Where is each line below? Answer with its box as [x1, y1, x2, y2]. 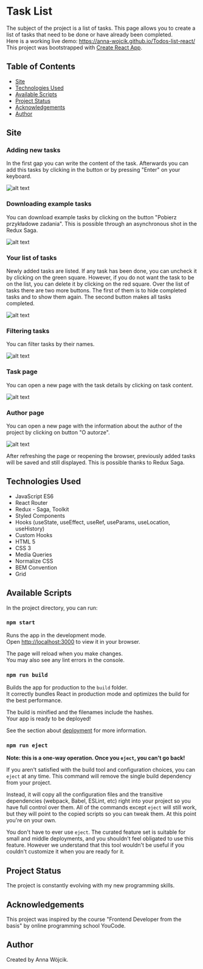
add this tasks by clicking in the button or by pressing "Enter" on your [6, 166, 181, 174]
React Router [15, 499, 48, 506]
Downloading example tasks [6, 200, 92, 208]
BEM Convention [15, 563, 58, 571]
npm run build [6, 671, 48, 678]
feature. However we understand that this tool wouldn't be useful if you [6, 842, 185, 849]
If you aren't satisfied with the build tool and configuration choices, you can [6, 766, 196, 773]
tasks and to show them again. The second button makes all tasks [6, 294, 171, 301]
